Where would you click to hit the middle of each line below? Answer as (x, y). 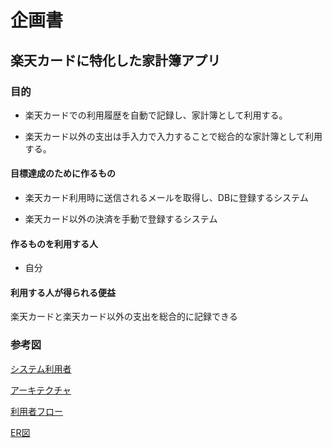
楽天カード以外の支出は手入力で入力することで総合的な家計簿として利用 (173, 136)
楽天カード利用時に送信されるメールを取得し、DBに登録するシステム (166, 198)
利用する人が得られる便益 (63, 292)
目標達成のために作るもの (63, 173)
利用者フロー (36, 411)
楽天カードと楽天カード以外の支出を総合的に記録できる (124, 317)
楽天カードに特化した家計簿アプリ (115, 60)
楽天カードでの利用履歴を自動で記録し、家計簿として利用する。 (156, 115)
